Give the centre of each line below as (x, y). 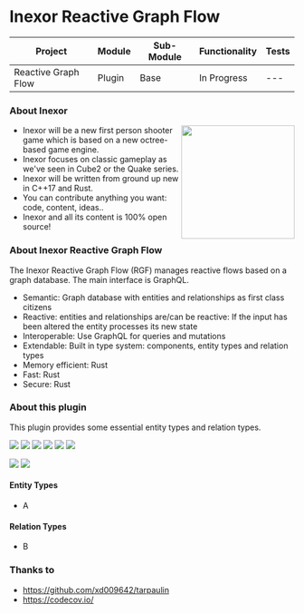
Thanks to (32, 570)
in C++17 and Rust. (57, 189)
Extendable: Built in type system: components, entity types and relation (155, 346)
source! (37, 227)
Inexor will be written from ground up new (100, 179)
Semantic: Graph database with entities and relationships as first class (153, 297)
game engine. (74, 150)
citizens (37, 307)
